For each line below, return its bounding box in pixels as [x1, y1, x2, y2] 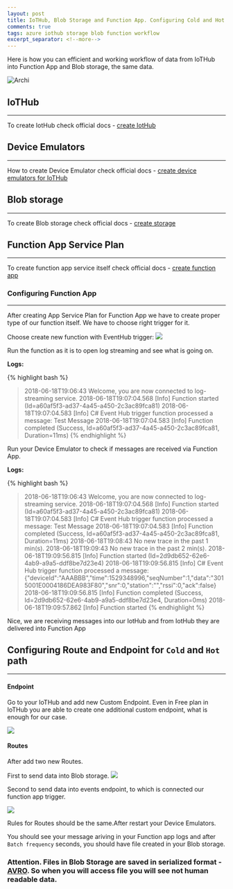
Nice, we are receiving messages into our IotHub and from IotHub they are [7, 616, 220, 625]
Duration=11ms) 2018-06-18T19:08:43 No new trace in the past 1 [24, 536, 209, 545]
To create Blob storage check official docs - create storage [7, 218, 176, 227]
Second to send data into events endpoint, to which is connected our [7, 785, 205, 793]
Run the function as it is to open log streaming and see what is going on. [7, 346, 214, 355]
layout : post [7, 10, 45, 17]
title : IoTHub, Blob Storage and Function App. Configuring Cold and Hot [7, 17, 225, 24]
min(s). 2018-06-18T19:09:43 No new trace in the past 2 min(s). [24, 544, 207, 552]
